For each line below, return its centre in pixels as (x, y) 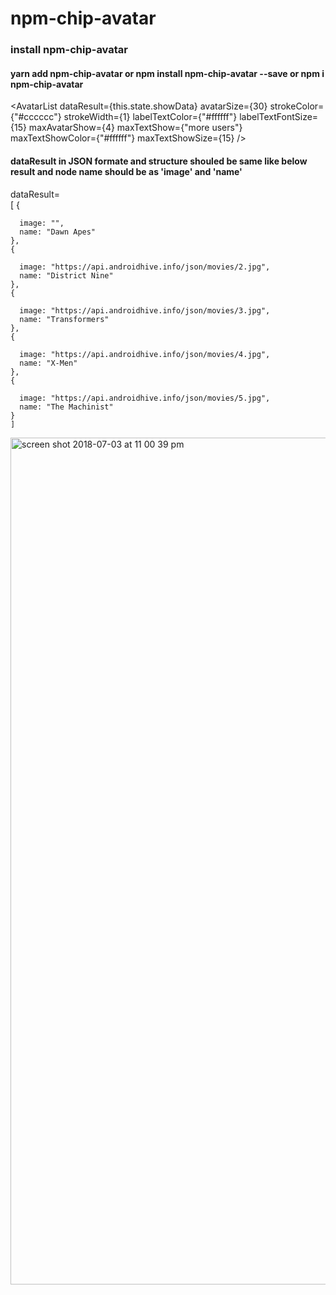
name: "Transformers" (64, 319)
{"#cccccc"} (36, 117)
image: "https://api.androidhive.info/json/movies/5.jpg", (145, 398)
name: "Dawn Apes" (58, 232)
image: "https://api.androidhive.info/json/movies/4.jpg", (145, 354)
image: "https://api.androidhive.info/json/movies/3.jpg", (145, 310)
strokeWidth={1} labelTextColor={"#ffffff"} (150, 117)
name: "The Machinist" (66, 407)
